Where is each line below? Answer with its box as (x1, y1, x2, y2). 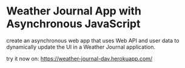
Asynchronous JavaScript (6, 17, 141, 31)
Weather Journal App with (6, 4, 141, 18)
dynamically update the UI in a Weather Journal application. (6, 43, 156, 51)
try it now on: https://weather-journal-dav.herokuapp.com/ (6, 55, 153, 62)
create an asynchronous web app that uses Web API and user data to (6, 37, 180, 44)
